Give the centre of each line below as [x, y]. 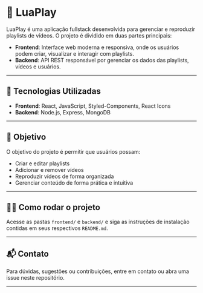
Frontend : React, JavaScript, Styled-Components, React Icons [93, 106]
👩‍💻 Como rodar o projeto [53, 207]
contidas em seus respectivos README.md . [57, 228]
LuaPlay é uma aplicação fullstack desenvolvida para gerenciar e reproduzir [101, 29]
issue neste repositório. [35, 278]
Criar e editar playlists [42, 163]
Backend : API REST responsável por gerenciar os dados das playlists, [102, 60]
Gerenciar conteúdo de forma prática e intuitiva [74, 183]
